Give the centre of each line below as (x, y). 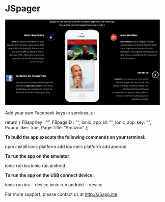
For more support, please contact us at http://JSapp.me (61, 194)
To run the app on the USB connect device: (50, 175)
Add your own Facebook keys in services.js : (50, 113)
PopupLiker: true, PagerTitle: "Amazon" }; (47, 128)
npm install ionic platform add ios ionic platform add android (66, 147)
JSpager (23, 9)
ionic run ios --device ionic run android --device (54, 185)
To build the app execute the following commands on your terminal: (75, 137)
